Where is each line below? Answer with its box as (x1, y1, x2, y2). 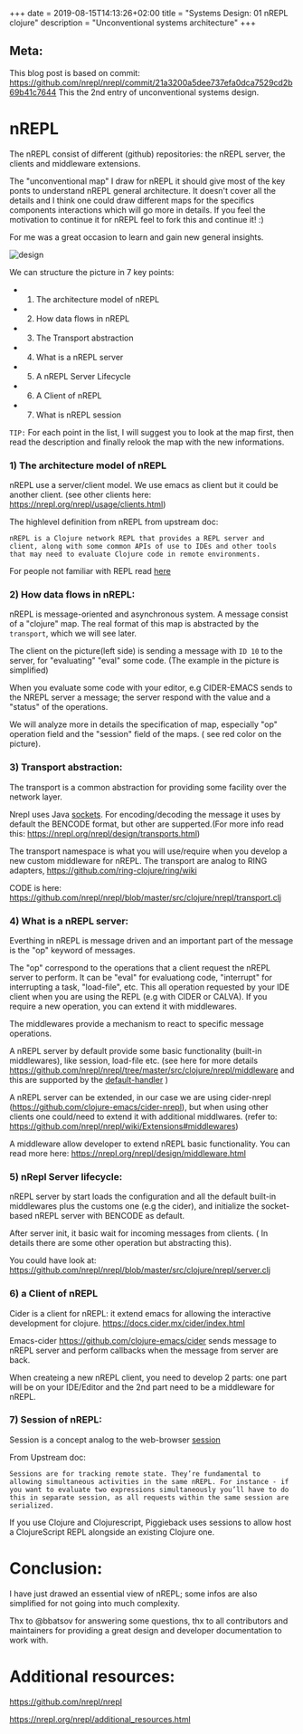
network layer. (9, 791, 63, 802)
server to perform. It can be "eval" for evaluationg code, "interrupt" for (9, 972, 273, 982)
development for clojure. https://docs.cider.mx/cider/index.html (9, 1317, 246, 1328)
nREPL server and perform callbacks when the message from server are (9, 1345, 279, 1356)
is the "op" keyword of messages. (9, 944, 136, 955)
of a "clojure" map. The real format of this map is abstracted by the (9, 618, 260, 629)
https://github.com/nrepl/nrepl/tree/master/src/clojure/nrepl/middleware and (9, 1064, 295, 1076)
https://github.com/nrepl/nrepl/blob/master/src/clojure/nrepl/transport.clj (9, 892, 282, 903)
